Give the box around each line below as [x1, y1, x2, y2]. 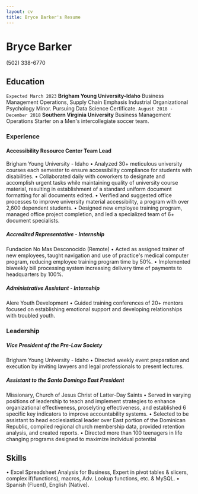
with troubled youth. [6, 312, 55, 319]
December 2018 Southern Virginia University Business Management [6, 111, 171, 119]
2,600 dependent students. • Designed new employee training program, [6, 204, 183, 211]
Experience [6, 132, 40, 141]
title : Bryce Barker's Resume [6, 14, 81, 20]
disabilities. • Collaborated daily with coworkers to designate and [6, 173, 165, 180]
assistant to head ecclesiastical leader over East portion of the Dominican [6, 417, 186, 424]
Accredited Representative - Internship [6, 230, 105, 237]
